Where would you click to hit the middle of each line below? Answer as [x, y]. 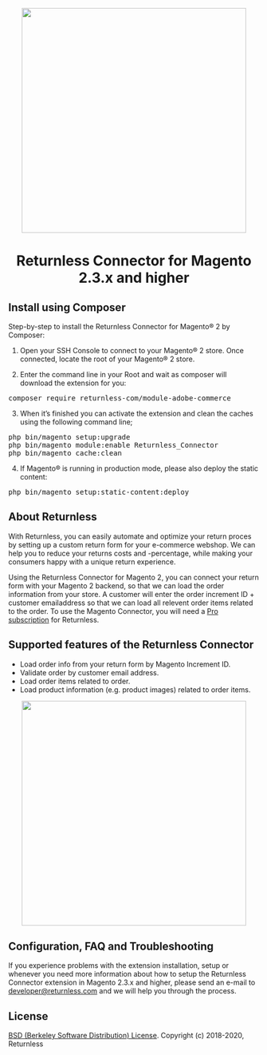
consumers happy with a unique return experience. [92, 561]
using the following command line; [76, 422]
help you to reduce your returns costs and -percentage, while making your [131, 553]
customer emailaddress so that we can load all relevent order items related [131, 603]
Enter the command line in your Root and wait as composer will [123, 374]
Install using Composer [67, 307]
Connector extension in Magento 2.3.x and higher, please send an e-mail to [132, 982]
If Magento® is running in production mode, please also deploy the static [139, 468]
